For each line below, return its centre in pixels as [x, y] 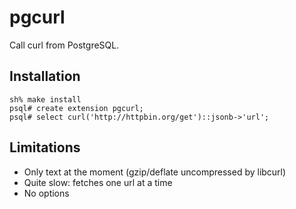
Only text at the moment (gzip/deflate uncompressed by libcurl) [155, 172]
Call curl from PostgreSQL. [64, 45]
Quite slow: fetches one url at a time [98, 182]
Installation [45, 76]
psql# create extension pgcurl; [76, 108]
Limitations [45, 147]
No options [46, 193]
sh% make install [45, 99]
